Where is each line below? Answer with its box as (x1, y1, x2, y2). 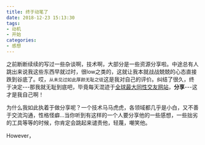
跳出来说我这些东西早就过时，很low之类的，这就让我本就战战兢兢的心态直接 (6, 68, 197, 75)
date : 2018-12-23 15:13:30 (6, 15, 75, 21)
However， (6, 132, 35, 139)
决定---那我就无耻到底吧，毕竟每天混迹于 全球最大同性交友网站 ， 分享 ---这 (11, 83, 198, 90)
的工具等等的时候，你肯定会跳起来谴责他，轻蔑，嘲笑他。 (6, 119, 151, 126)
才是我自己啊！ (6, 91, 44, 98)
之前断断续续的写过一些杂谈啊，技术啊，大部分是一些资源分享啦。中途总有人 (6, 60, 199, 68)
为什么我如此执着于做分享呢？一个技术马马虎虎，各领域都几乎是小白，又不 (6, 104, 193, 111)
